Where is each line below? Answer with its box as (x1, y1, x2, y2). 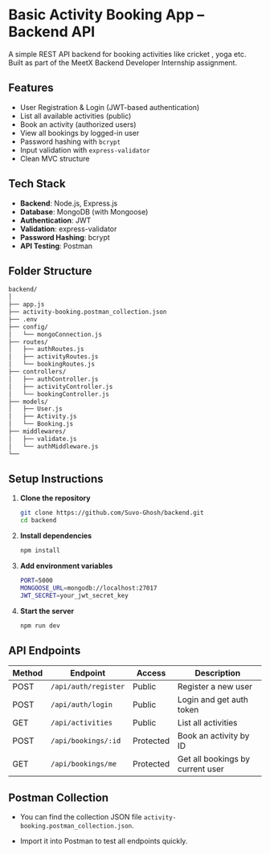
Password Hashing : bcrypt (19, 232, 110, 242)
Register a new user (177, 681, 253, 693)
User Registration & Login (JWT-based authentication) (19, 102, 200, 112)
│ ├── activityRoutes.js (8, 353, 99, 361)
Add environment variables (19, 561, 113, 570)
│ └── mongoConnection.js (8, 330, 103, 338)
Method (12, 668, 43, 679)
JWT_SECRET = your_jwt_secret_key (19, 591, 129, 599)
